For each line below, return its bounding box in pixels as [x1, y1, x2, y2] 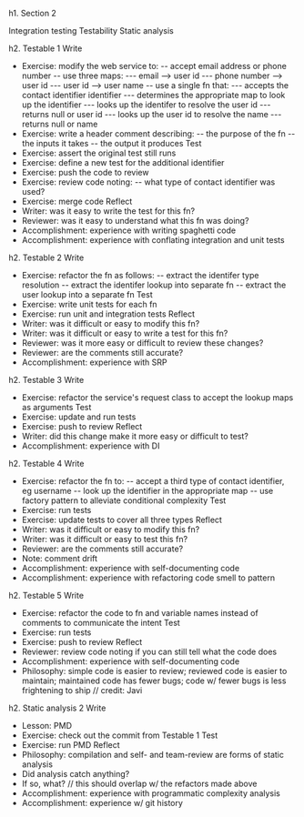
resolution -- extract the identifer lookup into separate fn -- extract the [21, 279, 287, 290]
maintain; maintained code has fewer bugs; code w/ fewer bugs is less [21, 675, 287, 686]
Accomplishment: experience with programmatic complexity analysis [21, 788, 281, 799]
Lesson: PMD [21, 721, 72, 731]
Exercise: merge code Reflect [21, 196, 133, 207]
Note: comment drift [21, 553, 97, 563]
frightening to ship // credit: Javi [21, 685, 143, 695]
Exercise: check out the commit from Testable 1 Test [21, 730, 218, 741]
